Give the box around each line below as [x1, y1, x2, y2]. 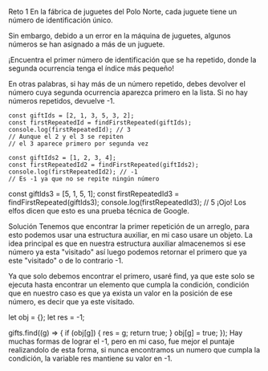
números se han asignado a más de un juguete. [8, 39, 165, 49]
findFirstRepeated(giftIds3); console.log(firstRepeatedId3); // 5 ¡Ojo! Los [8, 198, 246, 207]
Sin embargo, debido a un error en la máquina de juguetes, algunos [8, 31, 231, 40]
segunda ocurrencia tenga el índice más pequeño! [8, 63, 175, 73]
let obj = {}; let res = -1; [8, 312, 85, 322]
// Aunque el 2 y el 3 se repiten [8, 132, 124, 141]
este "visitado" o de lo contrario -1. [8, 256, 124, 265]
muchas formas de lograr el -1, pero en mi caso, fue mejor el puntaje [8, 336, 235, 346]
